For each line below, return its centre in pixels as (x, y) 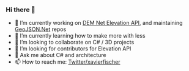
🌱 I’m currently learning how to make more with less (80, 36)
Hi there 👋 (21, 10)
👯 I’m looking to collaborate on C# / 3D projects (74, 42)
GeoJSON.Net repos (40, 29)
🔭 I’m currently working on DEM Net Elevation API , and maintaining (98, 23)
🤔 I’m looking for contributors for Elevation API (73, 49)
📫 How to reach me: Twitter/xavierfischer (67, 62)
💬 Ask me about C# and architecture (60, 55)
